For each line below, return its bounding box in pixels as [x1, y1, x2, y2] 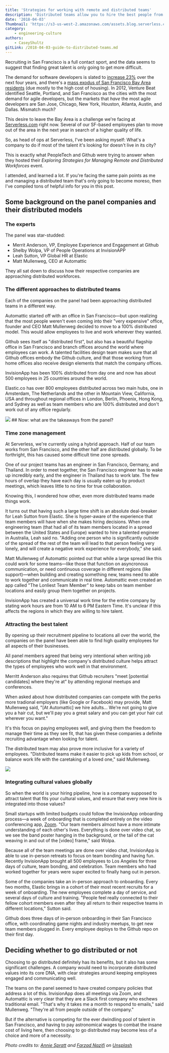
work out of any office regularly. [5, 406, 72, 413]
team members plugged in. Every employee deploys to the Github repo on [5, 926, 158, 932]
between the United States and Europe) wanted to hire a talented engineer [5, 529, 159, 535]
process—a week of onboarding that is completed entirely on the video [5, 816, 152, 822]
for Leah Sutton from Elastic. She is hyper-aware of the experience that [5, 513, 153, 519]
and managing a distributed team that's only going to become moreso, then [5, 177, 162, 184]
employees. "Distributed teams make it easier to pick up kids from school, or [5, 751, 163, 757]
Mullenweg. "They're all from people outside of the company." [5, 1006, 134, 1013]
